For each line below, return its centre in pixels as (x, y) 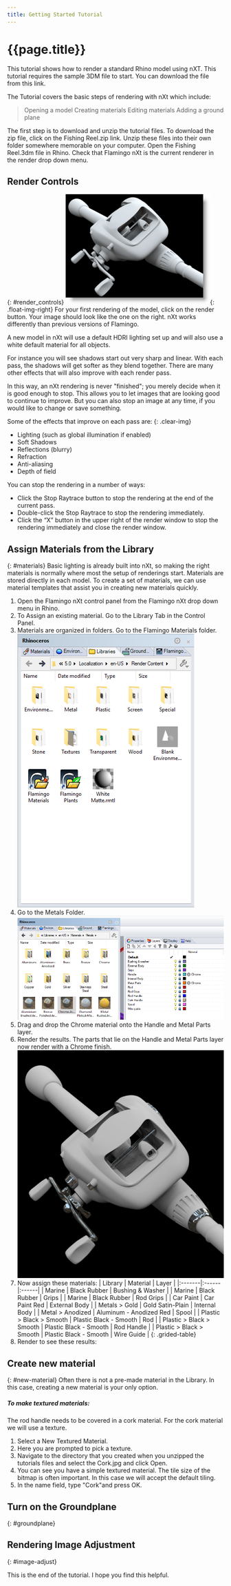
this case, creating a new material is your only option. (82, 1388)
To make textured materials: (48, 1403)
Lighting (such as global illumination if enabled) (84, 435)
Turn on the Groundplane (62, 1506)
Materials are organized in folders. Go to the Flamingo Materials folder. (117, 630)
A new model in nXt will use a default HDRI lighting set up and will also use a (115, 338)
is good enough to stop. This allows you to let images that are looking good (113, 393)
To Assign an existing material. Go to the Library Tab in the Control (111, 616)
